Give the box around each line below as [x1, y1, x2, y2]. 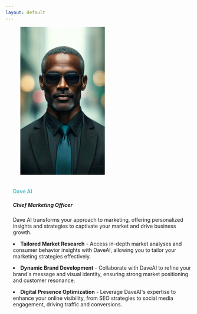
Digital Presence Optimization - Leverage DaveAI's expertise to [20, 289, 176, 296]
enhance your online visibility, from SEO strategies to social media [13, 294, 173, 302]
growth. [13, 229, 32, 236]
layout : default [5, 9, 45, 15]
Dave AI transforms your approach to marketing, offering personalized [13, 216, 183, 224]
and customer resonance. [13, 277, 75, 284]
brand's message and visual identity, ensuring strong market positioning [13, 271, 189, 278]
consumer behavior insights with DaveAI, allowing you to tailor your [13, 247, 176, 254]
